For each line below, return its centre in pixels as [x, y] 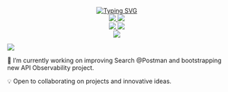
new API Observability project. [51, 68]
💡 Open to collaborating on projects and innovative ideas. [89, 81]
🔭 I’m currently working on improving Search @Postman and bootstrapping [114, 60]
